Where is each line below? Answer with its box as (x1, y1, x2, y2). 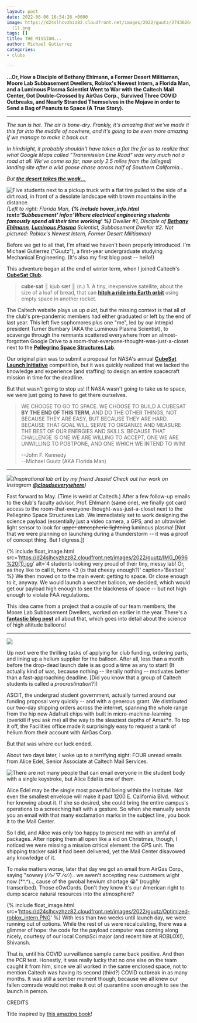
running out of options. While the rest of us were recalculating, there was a (6, 920, 187, 927)
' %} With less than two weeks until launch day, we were (50, 914, 186, 921)
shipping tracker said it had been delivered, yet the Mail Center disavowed (6, 847, 186, 855)
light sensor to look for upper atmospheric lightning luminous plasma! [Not (6, 524, 186, 531)
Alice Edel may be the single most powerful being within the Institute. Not (6, 786, 183, 793)
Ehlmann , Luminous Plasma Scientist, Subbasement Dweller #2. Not (6, 224, 174, 231)
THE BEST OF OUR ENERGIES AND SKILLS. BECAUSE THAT (20, 427, 166, 434)
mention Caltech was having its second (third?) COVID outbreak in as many (6, 969, 188, 976)
